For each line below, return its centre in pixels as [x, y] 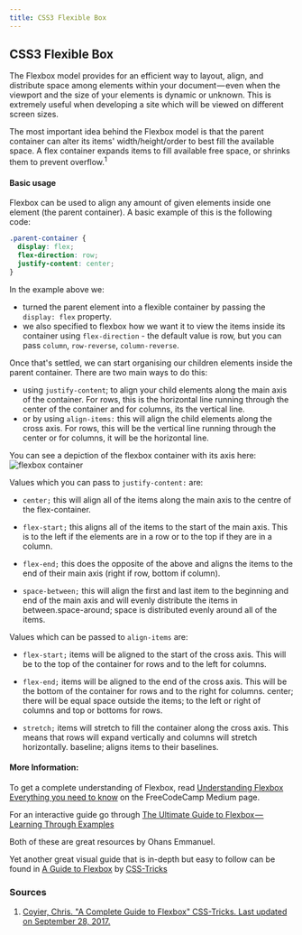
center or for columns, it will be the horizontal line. [115, 438]
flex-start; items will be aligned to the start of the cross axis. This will [154, 654]
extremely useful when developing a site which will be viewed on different [146, 105]
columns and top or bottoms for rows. [92, 710]
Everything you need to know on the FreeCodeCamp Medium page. [134, 797]
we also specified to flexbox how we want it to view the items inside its [154, 326]
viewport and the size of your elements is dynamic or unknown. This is [141, 95]
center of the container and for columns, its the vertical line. [133, 409]
